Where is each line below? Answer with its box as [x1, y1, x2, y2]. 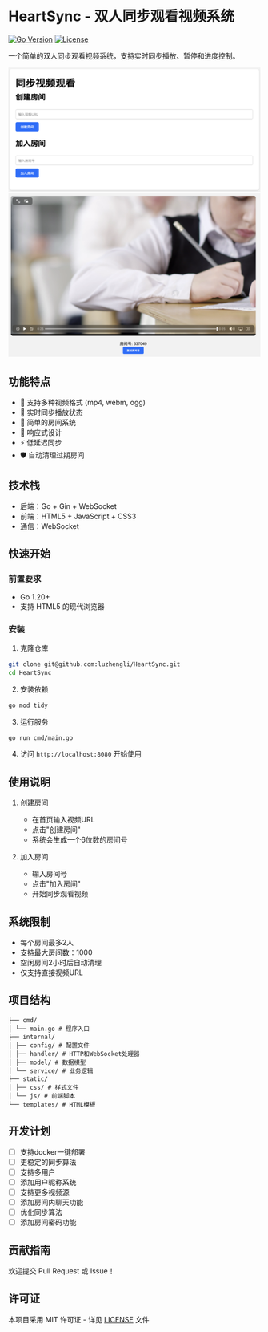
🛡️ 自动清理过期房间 [19, 450, 85, 460]
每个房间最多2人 [19, 938, 74, 948]
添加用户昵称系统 [19, 1177, 77, 1187]
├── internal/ [8, 1033, 56, 1041]
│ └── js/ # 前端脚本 [8, 1092, 76, 1100]
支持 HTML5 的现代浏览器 [19, 601, 105, 611]
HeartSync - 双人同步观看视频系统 [8, 7, 234, 26]
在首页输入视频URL [31, 815, 95, 825]
